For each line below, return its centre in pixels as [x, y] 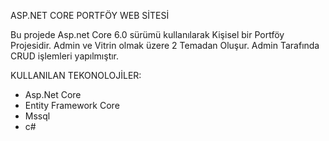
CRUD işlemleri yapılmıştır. [65, 56]
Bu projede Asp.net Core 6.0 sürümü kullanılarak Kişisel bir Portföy [147, 34]
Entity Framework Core [72, 105]
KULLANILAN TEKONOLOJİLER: [76, 75]
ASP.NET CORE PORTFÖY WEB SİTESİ [90, 15]
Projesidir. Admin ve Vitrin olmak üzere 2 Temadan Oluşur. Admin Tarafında [165, 45]
